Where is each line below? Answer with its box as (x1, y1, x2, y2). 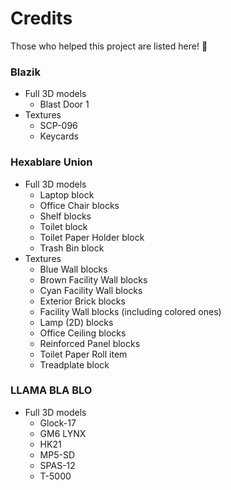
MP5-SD (39, 448, 76, 461)
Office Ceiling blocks (39, 327, 127, 339)
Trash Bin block (39, 242, 105, 254)
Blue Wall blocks (39, 263, 108, 275)
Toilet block (39, 220, 88, 232)
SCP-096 (39, 120, 78, 132)
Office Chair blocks (39, 199, 120, 211)
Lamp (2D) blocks (39, 316, 114, 328)
